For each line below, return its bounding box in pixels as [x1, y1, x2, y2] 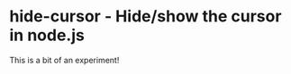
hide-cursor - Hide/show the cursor [9, 6, 282, 27]
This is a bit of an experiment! [9, 54, 120, 65]
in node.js [9, 25, 86, 45]
